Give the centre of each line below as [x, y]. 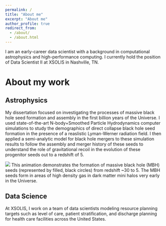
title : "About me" [24, 14]
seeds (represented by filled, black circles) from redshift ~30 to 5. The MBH [83, 170]
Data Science [26, 196]
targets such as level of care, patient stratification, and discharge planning [81, 214]
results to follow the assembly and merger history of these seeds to [74, 144]
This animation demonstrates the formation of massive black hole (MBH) [85, 165]
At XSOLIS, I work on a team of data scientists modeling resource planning [81, 208]
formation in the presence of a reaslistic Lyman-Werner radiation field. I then [83, 133]
